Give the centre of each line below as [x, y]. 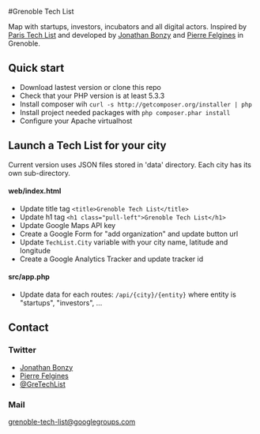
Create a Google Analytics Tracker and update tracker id [111, 259]
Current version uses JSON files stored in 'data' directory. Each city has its [130, 164]
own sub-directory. [40, 173]
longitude [35, 250]
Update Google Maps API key [68, 225]
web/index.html [35, 191]
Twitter [23, 350]
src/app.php [29, 277]
